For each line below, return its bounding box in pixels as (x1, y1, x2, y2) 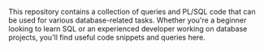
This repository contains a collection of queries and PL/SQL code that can (8, 7, 256, 16)
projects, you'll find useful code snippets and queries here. (8, 32, 206, 42)
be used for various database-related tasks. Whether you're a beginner (8, 15, 247, 25)
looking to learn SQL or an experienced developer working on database (8, 24, 248, 33)
